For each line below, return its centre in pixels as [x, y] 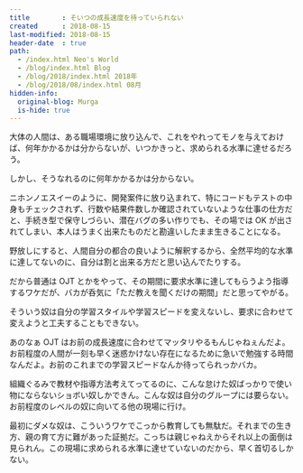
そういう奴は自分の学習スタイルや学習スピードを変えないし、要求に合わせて [151, 311]
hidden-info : [34, 93]
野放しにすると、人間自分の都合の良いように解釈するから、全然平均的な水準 [151, 251]
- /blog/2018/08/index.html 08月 [79, 85]
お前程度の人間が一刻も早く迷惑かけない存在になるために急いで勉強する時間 [151, 354]
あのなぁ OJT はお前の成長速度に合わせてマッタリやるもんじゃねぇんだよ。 [150, 342]
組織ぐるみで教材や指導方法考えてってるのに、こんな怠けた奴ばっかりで [143, 384]
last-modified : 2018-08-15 [60, 34]
